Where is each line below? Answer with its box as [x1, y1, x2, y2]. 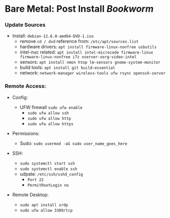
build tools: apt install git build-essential [19, 64, 115, 70]
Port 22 [27, 177, 44, 182]
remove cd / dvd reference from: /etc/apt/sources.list [19, 38, 139, 44]
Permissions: [12, 130, 40, 136]
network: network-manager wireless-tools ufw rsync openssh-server [19, 70, 166, 76]
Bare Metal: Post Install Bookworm [5, 3, 154, 15]
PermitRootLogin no [27, 182, 69, 188]
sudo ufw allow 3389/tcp [19, 208, 73, 213]
